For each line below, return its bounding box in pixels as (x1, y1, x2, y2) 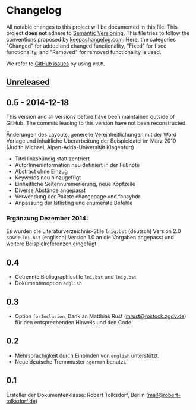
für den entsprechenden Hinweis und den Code (14, 319, 132, 326)
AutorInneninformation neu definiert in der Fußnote (14, 162, 140, 169)
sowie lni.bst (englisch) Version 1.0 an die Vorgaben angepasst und (6, 234, 174, 241)
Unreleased (6, 77, 50, 87)
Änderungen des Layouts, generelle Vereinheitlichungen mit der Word (6, 131, 177, 138)
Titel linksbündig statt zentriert (14, 155, 90, 162)
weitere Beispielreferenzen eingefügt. (6, 240, 98, 247)
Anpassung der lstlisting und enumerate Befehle (14, 200, 133, 207)
